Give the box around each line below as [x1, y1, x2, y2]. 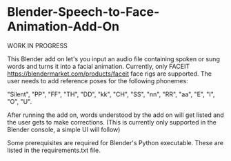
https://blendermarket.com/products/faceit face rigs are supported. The [7, 69, 212, 78]
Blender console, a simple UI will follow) [7, 125, 121, 133]
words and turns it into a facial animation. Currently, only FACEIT [7, 62, 190, 70]
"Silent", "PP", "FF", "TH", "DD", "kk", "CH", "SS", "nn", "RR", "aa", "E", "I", [7, 90, 215, 98]
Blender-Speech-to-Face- [7, 4, 160, 20]
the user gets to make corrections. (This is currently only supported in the [7, 118, 217, 126]
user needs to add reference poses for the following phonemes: [7, 76, 188, 85]
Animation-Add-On [7, 19, 119, 34]
